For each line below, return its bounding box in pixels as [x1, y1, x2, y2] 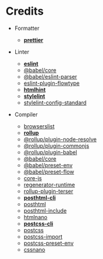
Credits [5, 4, 44, 18]
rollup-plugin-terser [23, 188, 74, 195]
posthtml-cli [23, 194, 56, 201]
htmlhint [23, 86, 46, 93]
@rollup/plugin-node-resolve [23, 136, 97, 143]
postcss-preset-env [23, 239, 74, 247]
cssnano [23, 246, 46, 253]
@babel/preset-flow [23, 168, 74, 175]
